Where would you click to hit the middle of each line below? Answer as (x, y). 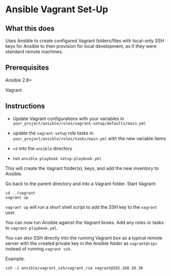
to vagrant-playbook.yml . (32, 228)
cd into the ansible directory (42, 148)
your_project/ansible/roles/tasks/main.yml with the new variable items (89, 138)
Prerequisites (27, 68)
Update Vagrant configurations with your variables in (68, 119)
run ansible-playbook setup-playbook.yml (57, 158)
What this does (30, 28)
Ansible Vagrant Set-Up (57, 9)
